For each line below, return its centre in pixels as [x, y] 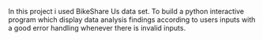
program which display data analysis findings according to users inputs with [132, 20]
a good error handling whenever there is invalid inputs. [97, 28]
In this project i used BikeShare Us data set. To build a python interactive [126, 11]
